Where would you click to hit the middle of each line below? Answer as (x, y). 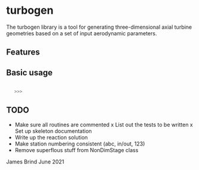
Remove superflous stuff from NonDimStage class (76, 150)
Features (23, 52)
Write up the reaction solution (51, 137)
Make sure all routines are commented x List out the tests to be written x (104, 125)
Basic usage (29, 72)
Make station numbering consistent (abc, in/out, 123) (80, 144)
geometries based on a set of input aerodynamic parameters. (82, 33)
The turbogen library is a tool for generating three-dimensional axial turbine (99, 27)
